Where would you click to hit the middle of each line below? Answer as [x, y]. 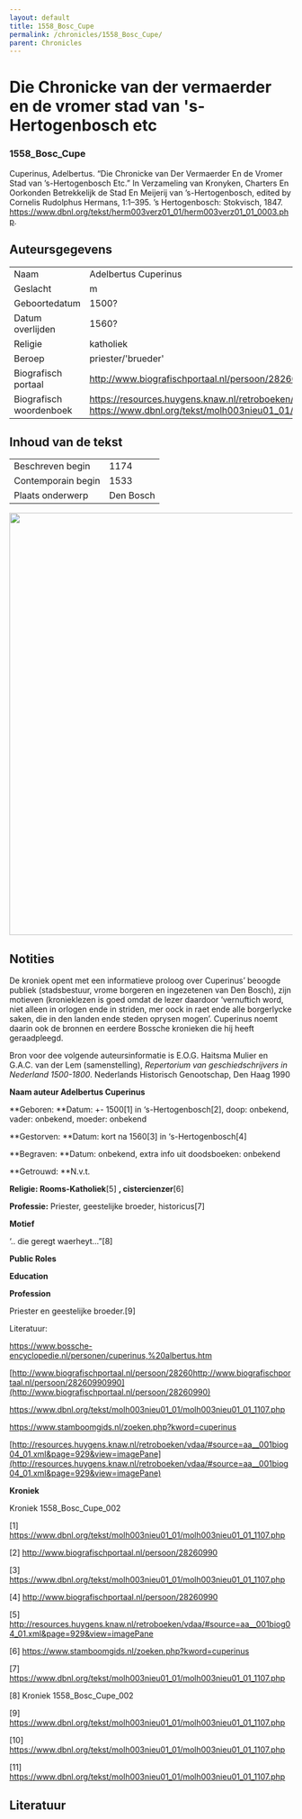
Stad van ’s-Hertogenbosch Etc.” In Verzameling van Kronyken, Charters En [149, 183]
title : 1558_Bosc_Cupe [52, 26]
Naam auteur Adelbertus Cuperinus [77, 1092]
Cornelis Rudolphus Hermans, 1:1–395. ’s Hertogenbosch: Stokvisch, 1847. [146, 202]
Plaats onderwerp [51, 496]
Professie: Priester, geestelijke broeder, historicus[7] [107, 1206]
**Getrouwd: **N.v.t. [50, 1171]
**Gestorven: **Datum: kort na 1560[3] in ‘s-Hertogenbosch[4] [128, 1137]
